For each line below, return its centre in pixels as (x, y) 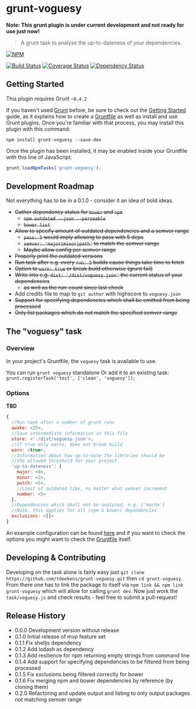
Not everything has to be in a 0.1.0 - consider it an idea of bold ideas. (90, 201)
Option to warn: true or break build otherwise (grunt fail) (84, 269)
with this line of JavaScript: (39, 157)
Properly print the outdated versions (59, 256)
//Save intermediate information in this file (70, 434)
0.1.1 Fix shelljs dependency (48, 643)
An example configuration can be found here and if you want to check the (96, 532)
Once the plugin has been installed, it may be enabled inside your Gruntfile (97, 150)
